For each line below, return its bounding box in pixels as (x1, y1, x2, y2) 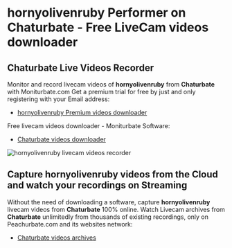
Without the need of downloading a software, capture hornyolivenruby (7, 197, 211, 206)
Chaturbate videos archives (17, 233, 97, 242)
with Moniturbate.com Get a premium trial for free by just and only (7, 88, 196, 96)
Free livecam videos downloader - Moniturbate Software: (7, 122, 170, 130)
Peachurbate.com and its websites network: (7, 220, 133, 228)
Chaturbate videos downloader (17, 135, 106, 143)
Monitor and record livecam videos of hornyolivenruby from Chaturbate (7, 80, 215, 88)
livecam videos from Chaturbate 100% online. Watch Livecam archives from (7, 205, 225, 213)
